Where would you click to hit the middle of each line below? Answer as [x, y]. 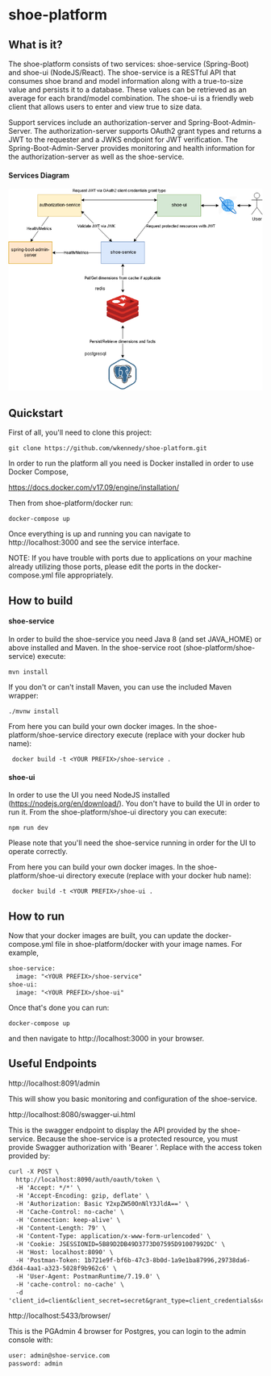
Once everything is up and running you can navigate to [100, 534]
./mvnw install [34, 711]
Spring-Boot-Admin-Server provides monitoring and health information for [132, 148]
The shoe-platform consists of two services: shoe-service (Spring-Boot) [129, 64]
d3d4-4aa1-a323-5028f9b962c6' [59, 1268]
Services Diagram [39, 175]
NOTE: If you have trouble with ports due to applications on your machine [130, 558]
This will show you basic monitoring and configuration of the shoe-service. [133, 1099]
